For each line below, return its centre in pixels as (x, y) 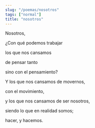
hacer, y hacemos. (24, 120)
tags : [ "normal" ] (23, 14)
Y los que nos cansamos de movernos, (45, 82)
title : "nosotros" (24, 19)
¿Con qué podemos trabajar (34, 43)
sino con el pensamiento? (31, 72)
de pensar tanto (21, 62)
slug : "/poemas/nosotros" (32, 10)
